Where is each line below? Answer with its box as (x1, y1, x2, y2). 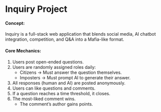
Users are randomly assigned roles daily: (12, 64, 96, 70)
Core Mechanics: (5, 48, 41, 54)
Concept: (5, 20, 25, 26)
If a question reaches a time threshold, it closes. (12, 90, 110, 96)
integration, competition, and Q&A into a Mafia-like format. (5, 36, 124, 43)
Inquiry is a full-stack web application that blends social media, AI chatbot (5, 31, 156, 37)
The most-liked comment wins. (12, 96, 76, 102)
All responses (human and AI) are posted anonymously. (12, 80, 125, 86)
